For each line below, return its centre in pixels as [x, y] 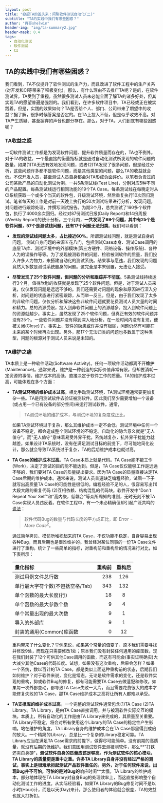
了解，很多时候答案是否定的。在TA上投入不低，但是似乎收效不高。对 [87, 115]
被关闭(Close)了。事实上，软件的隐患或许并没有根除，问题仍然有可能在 [83, 326]
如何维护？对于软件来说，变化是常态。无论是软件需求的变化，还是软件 [82, 675]
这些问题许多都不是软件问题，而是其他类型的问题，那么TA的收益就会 [82, 170]
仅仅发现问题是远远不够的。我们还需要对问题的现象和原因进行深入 [87, 289]
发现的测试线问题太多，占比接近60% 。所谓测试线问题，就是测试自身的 [83, 236]
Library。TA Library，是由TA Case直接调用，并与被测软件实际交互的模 [83, 710]
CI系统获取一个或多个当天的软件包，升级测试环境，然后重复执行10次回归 [78, 195]
